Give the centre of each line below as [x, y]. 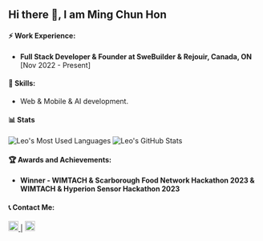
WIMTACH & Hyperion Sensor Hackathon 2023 [100, 189]
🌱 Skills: [22, 83]
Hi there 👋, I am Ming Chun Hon [87, 15]
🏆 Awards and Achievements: [60, 159]
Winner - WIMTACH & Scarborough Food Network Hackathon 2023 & [137, 180]
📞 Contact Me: [31, 207]
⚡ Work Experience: [42, 35]
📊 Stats [22, 120]
